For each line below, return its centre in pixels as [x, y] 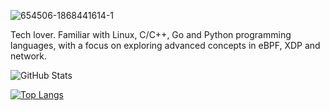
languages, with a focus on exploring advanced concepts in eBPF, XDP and [165, 45]
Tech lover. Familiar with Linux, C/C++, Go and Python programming [151, 34]
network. [29, 56]
